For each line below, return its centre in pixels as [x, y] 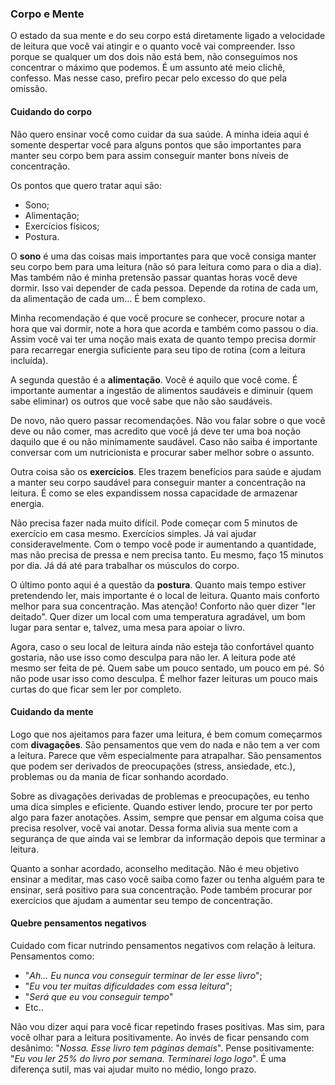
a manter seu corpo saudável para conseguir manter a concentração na [158, 482]
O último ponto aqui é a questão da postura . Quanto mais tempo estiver [158, 584]
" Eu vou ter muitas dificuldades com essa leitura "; [128, 986]
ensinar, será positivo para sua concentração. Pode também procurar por [161, 889]
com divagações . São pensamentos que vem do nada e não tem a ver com [165, 744]
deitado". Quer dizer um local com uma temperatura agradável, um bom [158, 616]
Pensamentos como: [52, 956]
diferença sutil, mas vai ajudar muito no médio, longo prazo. [133, 1069]
